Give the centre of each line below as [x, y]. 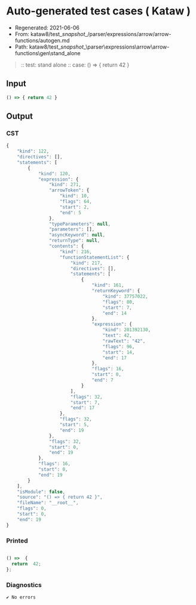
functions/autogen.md [42, 40]
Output [19, 116]
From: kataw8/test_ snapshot [50, 34]
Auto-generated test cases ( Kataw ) [99, 11]
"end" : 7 [102, 380]
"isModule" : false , [41, 492]
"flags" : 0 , [32, 508]
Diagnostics [24, 585]
